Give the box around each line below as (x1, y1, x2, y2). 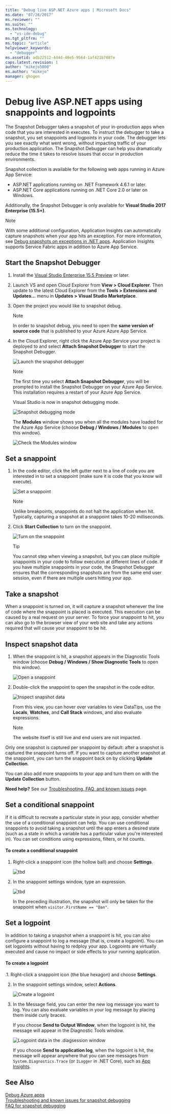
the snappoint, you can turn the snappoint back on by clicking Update (5, 755, 153, 761)
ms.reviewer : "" (5, 17, 40, 22)
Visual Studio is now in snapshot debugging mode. (12, 399, 120, 405)
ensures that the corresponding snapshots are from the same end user (12, 570, 162, 576)
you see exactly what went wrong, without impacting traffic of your (5, 140, 146, 146)
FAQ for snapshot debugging (5, 1102, 66, 1108)
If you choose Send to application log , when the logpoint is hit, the (12, 1047, 154, 1053)
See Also (5, 1078, 34, 1087)
